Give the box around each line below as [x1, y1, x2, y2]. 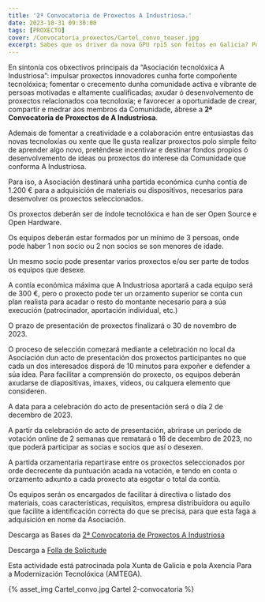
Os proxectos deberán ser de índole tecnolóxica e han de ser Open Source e [8, 209, 257, 219]
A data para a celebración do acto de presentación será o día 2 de [8, 402, 223, 412]
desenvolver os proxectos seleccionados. [8, 194, 144, 204]
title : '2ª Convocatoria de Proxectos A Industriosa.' [8, 11, 192, 20]
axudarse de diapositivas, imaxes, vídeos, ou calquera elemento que [8, 378, 231, 388]
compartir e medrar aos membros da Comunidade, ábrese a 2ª [8, 104, 213, 115]
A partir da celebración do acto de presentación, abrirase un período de [8, 426, 242, 435]
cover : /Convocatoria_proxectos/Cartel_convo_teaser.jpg [8, 33, 200, 42]
